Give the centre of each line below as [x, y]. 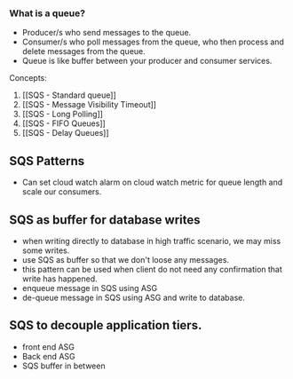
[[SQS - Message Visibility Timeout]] [89, 105]
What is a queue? [48, 13]
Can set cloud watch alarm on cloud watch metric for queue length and [152, 182]
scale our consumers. [62, 192]
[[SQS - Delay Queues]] [65, 133]
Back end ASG [48, 356]
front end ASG [48, 347]
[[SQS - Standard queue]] [69, 95]
